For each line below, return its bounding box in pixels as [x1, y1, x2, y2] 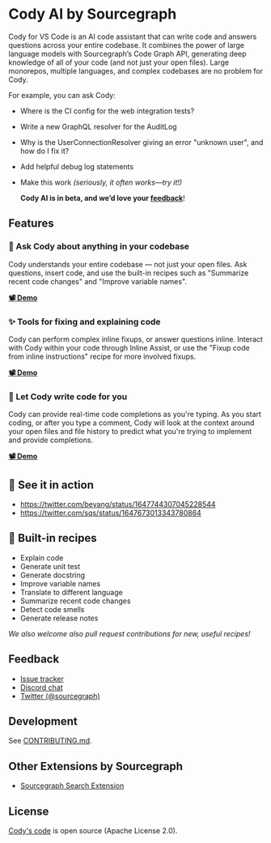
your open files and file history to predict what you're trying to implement [8, 427, 252, 436]
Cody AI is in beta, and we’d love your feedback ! [19, 193, 185, 202]
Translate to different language [19, 587, 123, 597]
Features [8, 216, 54, 231]
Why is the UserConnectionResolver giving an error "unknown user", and [19, 137, 264, 147]
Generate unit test [19, 561, 81, 571]
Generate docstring [19, 570, 86, 580]
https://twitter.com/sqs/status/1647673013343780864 [19, 508, 202, 518]
